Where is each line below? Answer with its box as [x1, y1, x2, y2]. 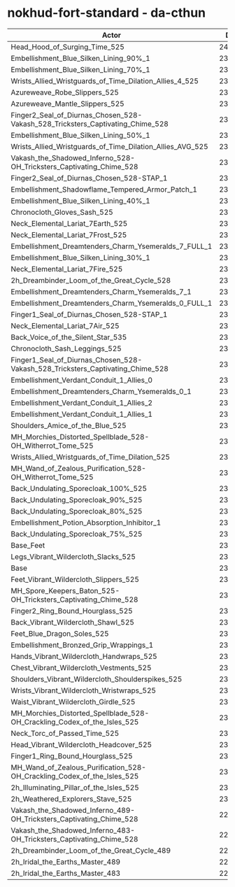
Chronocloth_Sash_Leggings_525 [10, 343, 122, 353]
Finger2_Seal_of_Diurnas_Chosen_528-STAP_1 [10, 173, 168, 183]
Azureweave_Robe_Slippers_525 [10, 87, 119, 97]
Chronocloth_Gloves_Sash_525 [10, 207, 113, 217]
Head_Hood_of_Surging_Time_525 [10, 42, 124, 52]
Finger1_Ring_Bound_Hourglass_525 [10, 751, 133, 760]
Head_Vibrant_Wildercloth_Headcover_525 [10, 739, 152, 749]
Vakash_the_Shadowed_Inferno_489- [10, 805, 135, 815]
